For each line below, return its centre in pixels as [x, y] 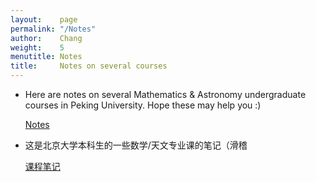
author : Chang [46, 38]
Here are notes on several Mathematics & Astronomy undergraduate [165, 94]
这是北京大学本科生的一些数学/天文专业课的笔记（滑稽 [136, 145]
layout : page [44, 19]
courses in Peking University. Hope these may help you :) [143, 105]
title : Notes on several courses [89, 66]
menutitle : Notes [46, 57]
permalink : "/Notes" [53, 29]
